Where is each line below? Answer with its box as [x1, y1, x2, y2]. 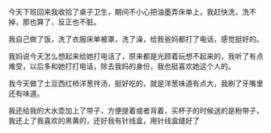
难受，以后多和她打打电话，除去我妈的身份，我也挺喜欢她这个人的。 [8, 61, 235, 71]
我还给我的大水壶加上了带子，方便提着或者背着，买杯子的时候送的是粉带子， [8, 106, 264, 115]
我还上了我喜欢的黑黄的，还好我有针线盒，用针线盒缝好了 [8, 116, 200, 125]
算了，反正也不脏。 [36, 17, 101, 27]
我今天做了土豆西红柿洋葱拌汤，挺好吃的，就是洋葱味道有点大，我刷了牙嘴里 [8, 79, 264, 88]
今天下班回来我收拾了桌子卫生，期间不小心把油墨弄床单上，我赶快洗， [8, 7, 243, 16]
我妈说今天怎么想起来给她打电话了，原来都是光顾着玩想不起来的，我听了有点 [8, 52, 264, 60]
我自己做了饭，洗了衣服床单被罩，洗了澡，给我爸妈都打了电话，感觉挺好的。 [8, 35, 264, 44]
